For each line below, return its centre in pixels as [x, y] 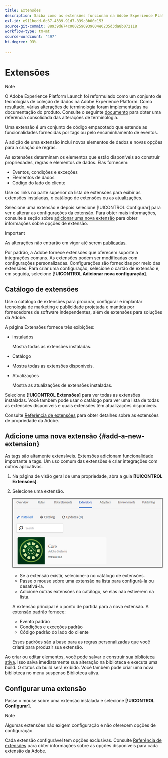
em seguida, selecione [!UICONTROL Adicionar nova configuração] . [76, 274]
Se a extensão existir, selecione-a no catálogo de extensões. [82, 576]
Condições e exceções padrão [51, 627]
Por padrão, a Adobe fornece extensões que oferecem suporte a [72, 252]
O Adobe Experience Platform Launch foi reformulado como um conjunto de [83, 96]
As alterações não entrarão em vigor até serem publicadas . [66, 243]
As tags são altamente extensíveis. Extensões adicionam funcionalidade [79, 456]
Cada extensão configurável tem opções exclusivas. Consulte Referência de [84, 740]
